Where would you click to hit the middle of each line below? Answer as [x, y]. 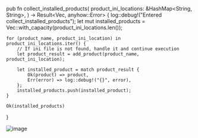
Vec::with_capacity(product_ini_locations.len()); [65, 27]
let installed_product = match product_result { [78, 70]
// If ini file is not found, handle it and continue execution [98, 49]
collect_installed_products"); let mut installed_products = [76, 21]
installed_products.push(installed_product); [74, 90]
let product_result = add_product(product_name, [78, 54]
